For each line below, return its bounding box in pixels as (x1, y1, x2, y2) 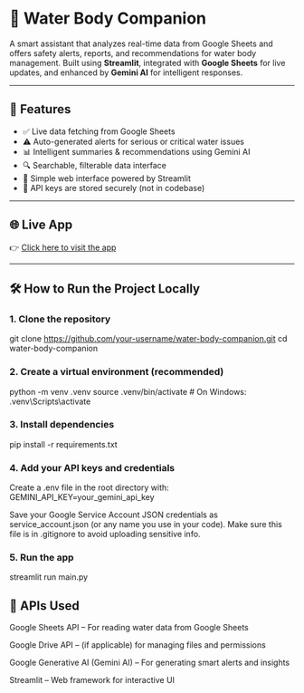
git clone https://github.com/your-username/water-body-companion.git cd (9, 333, 288, 344)
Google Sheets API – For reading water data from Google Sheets (9, 622, 249, 633)
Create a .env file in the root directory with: (9, 482, 169, 493)
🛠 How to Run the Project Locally (9, 281, 201, 296)
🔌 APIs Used (9, 598, 80, 613)
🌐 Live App (9, 217, 73, 233)
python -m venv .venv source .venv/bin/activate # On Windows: (9, 386, 247, 397)
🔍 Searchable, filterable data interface (22, 159, 167, 170)
